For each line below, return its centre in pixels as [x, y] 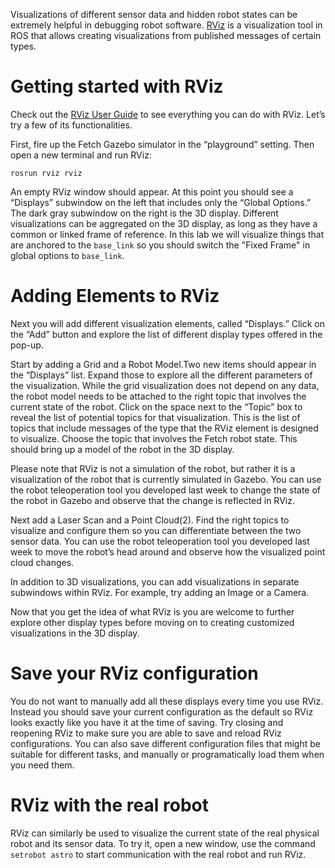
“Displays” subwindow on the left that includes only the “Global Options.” [161, 202]
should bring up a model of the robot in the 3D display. [122, 449]
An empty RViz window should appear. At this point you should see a [152, 191]
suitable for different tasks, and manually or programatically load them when [167, 754]
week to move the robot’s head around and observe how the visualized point [168, 551]
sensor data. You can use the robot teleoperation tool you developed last [160, 541]
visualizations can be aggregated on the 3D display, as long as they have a [164, 223]
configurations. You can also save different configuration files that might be [165, 743]
